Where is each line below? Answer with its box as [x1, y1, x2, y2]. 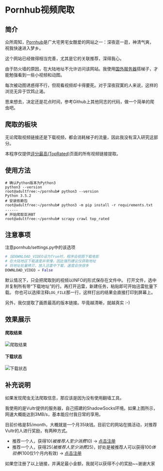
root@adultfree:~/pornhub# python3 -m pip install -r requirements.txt [5, 202, 153, 207]
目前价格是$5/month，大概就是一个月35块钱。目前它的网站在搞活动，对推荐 [5, 421, 158, 427]
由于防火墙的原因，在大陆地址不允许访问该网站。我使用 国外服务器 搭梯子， [5, 66, 154, 72]
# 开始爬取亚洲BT [5, 212, 35, 217]
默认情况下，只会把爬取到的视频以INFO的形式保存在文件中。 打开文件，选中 [5, 277, 157, 283]
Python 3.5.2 [5, 193, 32, 198]
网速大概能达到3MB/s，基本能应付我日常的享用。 [5, 411, 103, 417]
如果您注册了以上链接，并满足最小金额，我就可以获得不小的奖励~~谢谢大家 [5, 460, 155, 466]
